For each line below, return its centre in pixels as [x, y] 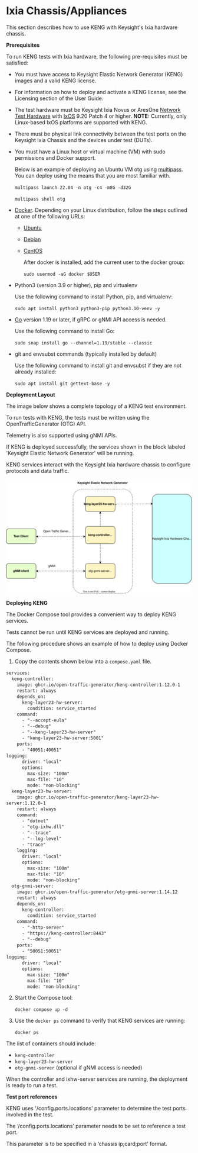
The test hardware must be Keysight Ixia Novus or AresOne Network [98, 109]
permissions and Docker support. [55, 157]
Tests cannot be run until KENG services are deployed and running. [88, 632]
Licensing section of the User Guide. [59, 98]
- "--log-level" [42, 839]
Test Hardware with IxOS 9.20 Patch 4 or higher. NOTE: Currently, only [100, 116]
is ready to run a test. [32, 1086]
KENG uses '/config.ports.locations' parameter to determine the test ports [96, 1109]
